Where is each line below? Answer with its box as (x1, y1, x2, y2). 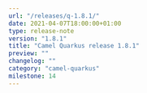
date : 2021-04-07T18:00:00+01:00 (8, 19, 122, 27)
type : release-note (8, 27, 75, 35)
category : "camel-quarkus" (8, 65, 100, 73)
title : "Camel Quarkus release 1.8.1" (8, 42, 140, 50)
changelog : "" (8, 57, 57, 66)
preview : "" (8, 49, 49, 57)
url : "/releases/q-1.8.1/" (8, 11, 100, 20)
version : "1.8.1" (8, 34, 67, 43)
